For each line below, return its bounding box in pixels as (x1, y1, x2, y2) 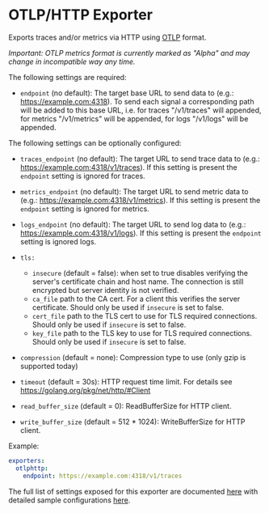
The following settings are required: (8, 72, 127, 82)
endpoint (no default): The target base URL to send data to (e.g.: (19, 87, 234, 98)
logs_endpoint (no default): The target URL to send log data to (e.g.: (19, 219, 246, 229)
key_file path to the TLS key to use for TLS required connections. (32, 328, 252, 337)
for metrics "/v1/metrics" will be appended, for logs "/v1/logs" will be (19, 113, 249, 123)
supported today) (19, 361, 78, 371)
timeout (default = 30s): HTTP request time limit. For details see (19, 376, 233, 386)
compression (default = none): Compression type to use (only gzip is (19, 352, 246, 362)
